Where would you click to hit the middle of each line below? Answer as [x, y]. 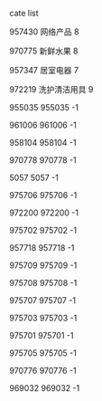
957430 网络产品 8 [44, 32]
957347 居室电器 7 [44, 70]
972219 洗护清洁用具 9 [51, 89]
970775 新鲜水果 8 [44, 51]
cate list [24, 13]
